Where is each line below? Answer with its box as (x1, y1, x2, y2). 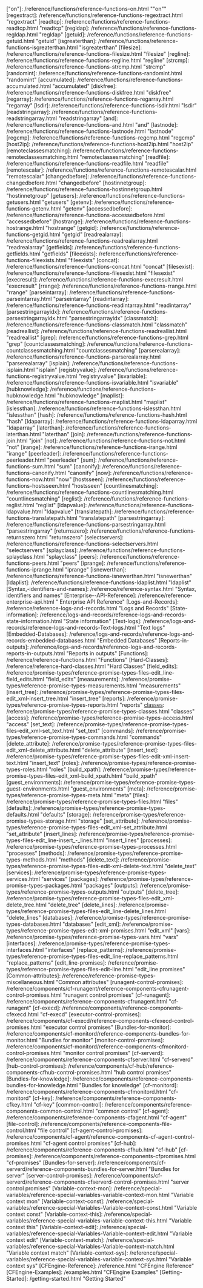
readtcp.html (6, 24, 38, 32)
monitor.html (6, 1037, 38, 1044)
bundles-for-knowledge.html (6, 1082, 78, 1088)
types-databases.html (6, 920, 62, 928)
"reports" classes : (119, 701, 165, 709)
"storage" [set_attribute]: (78, 817, 141, 824)
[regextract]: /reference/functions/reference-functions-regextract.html (6, 12, 183, 19)
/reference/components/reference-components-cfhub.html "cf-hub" (6, 1146, 178, 1153)
